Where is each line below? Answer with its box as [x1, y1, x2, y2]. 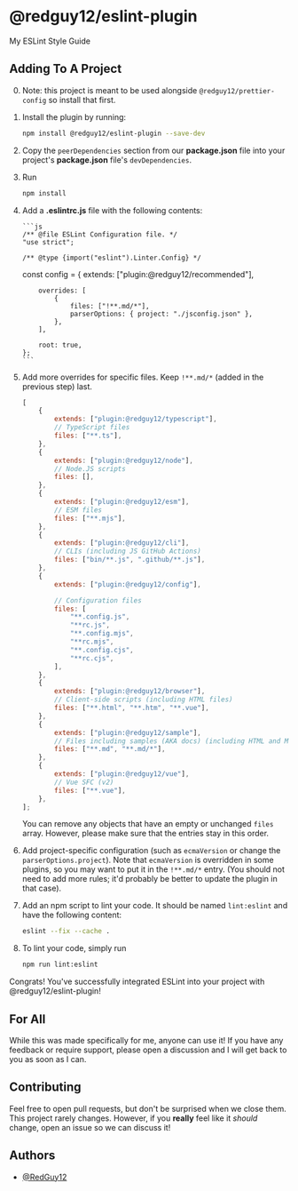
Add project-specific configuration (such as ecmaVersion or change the [21, 845, 281, 856]
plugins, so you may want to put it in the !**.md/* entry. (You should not [21, 864, 286, 875]
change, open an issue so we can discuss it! [9, 1122, 171, 1132]
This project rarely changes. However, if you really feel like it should [9, 1113, 258, 1123]
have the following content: [21, 909, 122, 921]
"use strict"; [21, 237, 74, 246]
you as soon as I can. [9, 1053, 87, 1064]
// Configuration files [54, 595, 142, 605]
